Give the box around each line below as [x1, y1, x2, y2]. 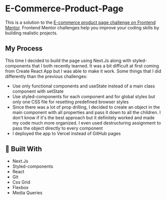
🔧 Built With [5, 145, 42, 153]
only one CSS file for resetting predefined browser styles [12, 99, 129, 105]
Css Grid [12, 179, 31, 185]
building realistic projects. [5, 30, 58, 36]
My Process [5, 44, 43, 53]
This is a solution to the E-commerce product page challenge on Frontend [5, 19, 156, 25]
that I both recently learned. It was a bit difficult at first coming [32, 63, 160, 68]
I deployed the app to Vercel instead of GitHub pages [12, 130, 121, 136]
